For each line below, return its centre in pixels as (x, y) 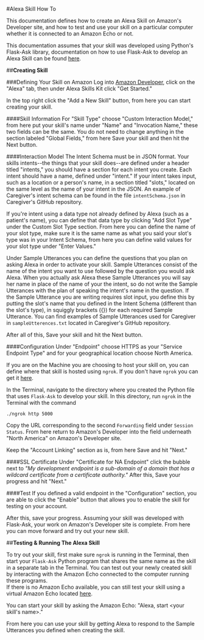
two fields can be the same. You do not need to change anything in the (95, 132)
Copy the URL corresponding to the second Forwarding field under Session (100, 425)
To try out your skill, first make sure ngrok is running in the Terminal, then (98, 555)
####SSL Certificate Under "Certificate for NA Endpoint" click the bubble (98, 462)
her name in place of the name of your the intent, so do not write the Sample (102, 284)
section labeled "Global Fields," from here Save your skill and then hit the (98, 138)
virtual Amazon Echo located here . (50, 594)
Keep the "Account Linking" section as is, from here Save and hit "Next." (97, 450)
